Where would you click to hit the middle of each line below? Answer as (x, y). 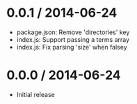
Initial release (35, 94)
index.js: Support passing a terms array (73, 39)
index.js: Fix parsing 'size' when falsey (72, 47)
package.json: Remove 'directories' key (73, 32)
